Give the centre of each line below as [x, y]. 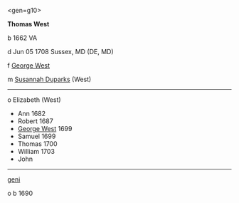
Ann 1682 [32, 114]
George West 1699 [45, 129]
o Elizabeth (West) [34, 100]
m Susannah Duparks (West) [49, 79]
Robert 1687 [35, 121]
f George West [29, 66]
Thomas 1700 [38, 144]
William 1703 [36, 151]
